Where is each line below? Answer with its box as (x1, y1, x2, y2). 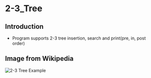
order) (12, 40, 25, 46)
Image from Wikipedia (5, 55, 74, 63)
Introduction (5, 22, 44, 31)
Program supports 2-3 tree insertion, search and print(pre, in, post (12, 35, 146, 41)
